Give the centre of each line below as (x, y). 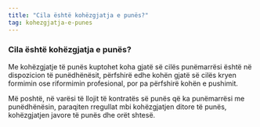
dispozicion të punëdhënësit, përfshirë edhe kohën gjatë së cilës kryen (122, 75)
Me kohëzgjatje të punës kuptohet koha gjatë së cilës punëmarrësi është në (130, 66)
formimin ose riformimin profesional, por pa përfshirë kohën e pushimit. (123, 83)
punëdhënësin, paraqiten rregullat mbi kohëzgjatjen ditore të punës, (117, 107)
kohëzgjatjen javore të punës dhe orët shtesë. (82, 115)
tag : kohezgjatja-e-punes (50, 23)
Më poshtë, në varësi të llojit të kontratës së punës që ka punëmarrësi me (126, 98)
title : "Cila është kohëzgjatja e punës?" (78, 15)
